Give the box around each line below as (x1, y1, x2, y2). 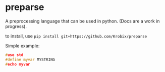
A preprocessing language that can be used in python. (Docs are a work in (5, 18, 160, 24)
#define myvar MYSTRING (5, 57, 56, 62)
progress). (5, 23, 27, 29)
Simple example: (5, 42, 40, 48)
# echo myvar (5, 61, 30, 66)
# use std (5, 52, 24, 57)
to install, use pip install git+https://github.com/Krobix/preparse (5, 33, 147, 39)
